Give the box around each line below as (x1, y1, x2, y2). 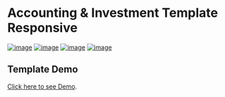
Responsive (7, 20, 78, 36)
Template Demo (7, 63, 78, 75)
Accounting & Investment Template (7, 5, 219, 21)
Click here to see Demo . (7, 82, 78, 91)
